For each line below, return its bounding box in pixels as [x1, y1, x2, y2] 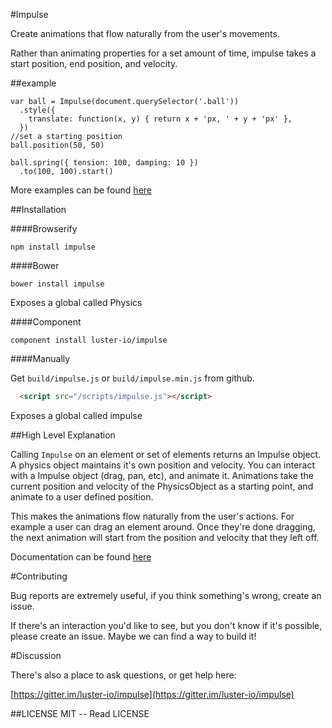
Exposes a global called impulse [10, 409, 143, 421]
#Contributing [10, 570, 68, 582]
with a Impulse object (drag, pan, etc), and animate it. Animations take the [10, 469, 314, 481]
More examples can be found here [10, 184, 152, 196]
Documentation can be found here [10, 550, 152, 563]
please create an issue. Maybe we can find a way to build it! [10, 630, 257, 642]
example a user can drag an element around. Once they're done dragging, [10, 520, 316, 533]
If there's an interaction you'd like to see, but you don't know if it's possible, [10, 619, 323, 631]
